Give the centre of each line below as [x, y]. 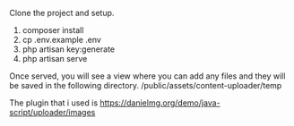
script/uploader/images [52, 112]
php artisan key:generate [69, 49]
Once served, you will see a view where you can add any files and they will [147, 76]
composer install [53, 30]
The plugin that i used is [54, 103]
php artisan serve [55, 59]
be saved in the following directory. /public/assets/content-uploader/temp [146, 85]
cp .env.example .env [61, 40]
